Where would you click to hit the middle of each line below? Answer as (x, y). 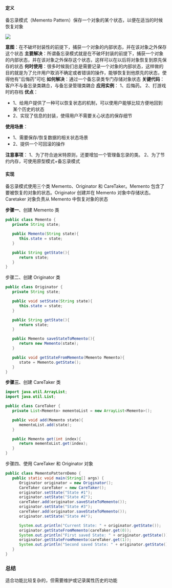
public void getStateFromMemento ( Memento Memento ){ (68, 357)
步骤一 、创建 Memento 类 (33, 210)
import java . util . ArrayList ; (36, 392)
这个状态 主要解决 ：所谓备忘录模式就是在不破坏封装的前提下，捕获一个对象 (84, 53)
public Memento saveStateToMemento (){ (53, 339)
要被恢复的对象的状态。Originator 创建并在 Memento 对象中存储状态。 (79, 193)
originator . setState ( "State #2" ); (56, 497)
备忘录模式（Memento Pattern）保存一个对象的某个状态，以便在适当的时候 (84, 20)
